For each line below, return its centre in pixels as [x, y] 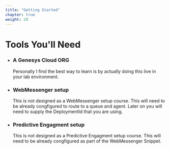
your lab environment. [36, 77]
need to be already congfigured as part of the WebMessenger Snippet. [87, 141]
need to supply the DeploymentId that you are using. [68, 111]
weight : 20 [17, 19]
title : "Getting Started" [33, 10]
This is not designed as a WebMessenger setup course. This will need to [89, 101]
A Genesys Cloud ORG [41, 60]
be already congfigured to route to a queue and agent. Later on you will [87, 106]
